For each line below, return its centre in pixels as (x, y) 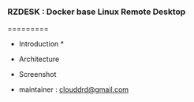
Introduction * (41, 44)
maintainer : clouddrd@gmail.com (74, 89)
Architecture (39, 59)
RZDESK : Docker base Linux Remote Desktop (97, 12)
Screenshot (37, 75)
